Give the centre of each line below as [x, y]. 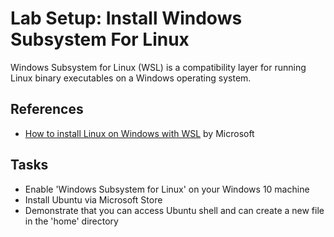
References [47, 109]
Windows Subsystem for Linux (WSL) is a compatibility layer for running [158, 67]
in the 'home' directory [71, 221]
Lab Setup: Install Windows [126, 18]
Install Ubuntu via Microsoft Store [93, 199]
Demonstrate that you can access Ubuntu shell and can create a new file [174, 210]
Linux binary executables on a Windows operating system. [131, 78]
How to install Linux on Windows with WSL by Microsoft [139, 133]
